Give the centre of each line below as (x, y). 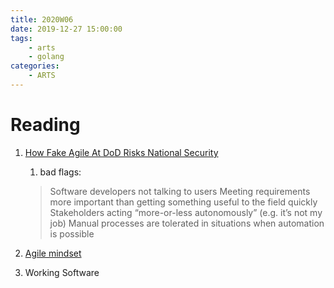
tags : (21, 38)
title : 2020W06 (42, 19)
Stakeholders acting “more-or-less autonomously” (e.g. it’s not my (186, 212)
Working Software (62, 272)
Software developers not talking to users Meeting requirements (180, 191)
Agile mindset (53, 253)
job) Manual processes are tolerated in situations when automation (187, 223)
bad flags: (60, 172)
